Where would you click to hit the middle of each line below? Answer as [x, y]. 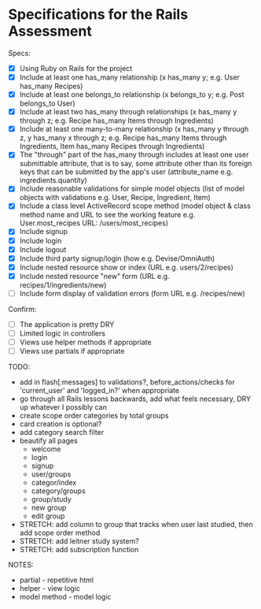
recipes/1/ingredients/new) [63, 284]
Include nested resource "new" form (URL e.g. [95, 276]
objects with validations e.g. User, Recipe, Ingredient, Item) [115, 198]
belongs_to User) [48, 103]
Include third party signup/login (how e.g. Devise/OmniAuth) [117, 258]
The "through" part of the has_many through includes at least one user [134, 154]
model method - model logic [65, 597]
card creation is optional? [61, 424]
